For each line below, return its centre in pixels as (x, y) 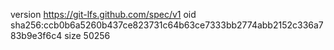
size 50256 (87, 35)
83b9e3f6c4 (36, 35)
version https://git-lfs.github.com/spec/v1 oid (103, 14)
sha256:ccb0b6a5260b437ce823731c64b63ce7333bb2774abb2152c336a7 (167, 25)
